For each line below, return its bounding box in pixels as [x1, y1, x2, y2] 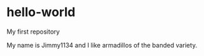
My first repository [6, 27, 60, 36]
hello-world [6, 4, 76, 20]
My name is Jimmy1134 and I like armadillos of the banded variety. [6, 41, 198, 49]
